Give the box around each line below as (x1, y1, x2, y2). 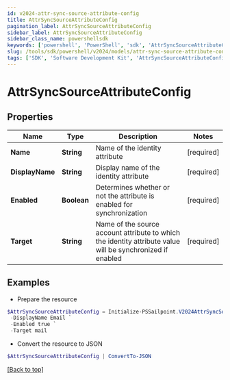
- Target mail (10, 327, 48, 334)
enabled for (95, 199, 133, 209)
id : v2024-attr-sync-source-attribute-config (7, 10, 139, 17)
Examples (7, 277, 50, 288)
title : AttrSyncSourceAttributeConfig (7, 16, 118, 23)
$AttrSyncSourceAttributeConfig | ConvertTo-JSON (7, 353, 152, 360)
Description (118, 131, 157, 141)
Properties (7, 111, 53, 123)
